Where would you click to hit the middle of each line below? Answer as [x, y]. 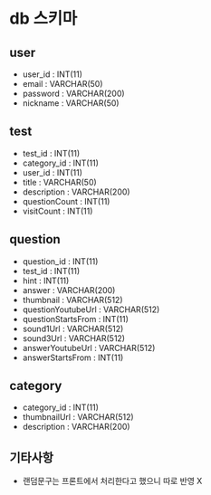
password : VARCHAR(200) [73, 93]
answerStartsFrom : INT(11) [73, 357]
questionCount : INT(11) [66, 201]
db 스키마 [43, 19]
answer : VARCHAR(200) [69, 290]
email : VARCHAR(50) [62, 84]
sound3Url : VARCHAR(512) [73, 338]
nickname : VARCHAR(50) [71, 103]
